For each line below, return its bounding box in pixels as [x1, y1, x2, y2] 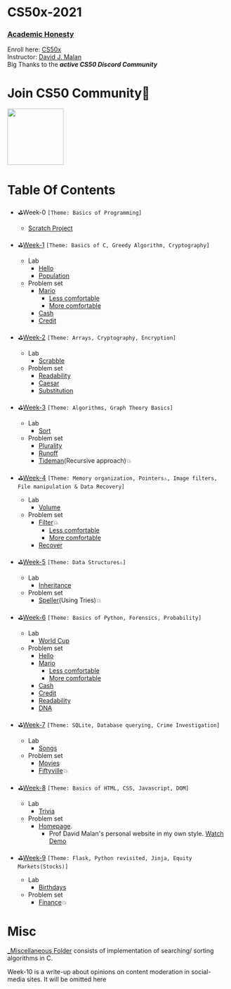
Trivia [38, 807, 55, 816]
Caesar [38, 379, 60, 387]
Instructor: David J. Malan [7, 53, 82, 61]
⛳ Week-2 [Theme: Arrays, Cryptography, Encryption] [17, 333, 177, 342]
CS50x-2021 [7, 4, 82, 20]
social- [190, 968, 211, 976]
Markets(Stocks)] [17, 864, 69, 871]
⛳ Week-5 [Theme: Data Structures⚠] [17, 558, 126, 566]
